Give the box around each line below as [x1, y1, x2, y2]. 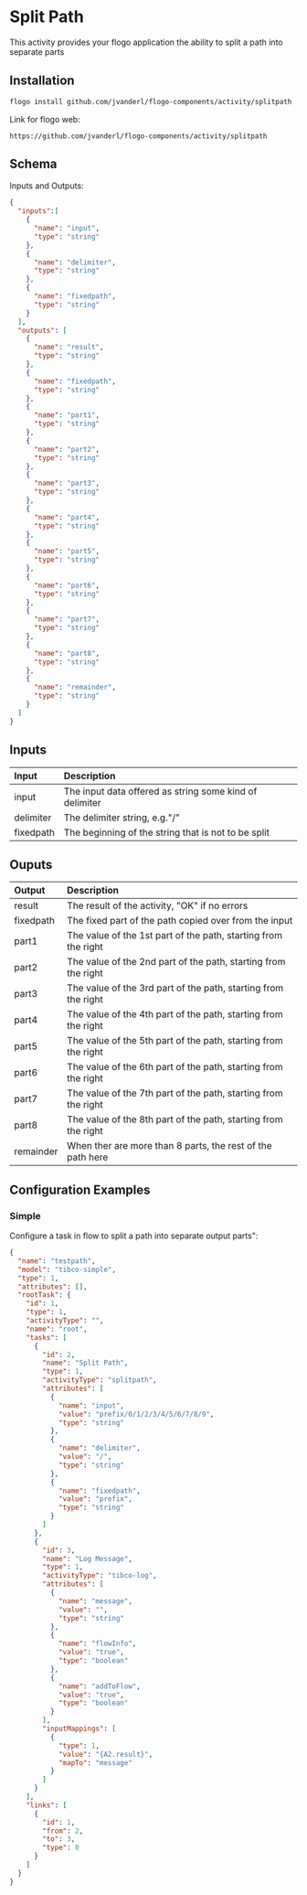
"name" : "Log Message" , [42, 1554, 132, 1563]
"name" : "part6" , [33, 581, 101, 590]
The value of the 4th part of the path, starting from [67, 1008, 283, 1021]
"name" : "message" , [58, 1596, 132, 1606]
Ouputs [9, 857, 53, 873]
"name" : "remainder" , [33, 683, 117, 692]
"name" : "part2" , [33, 444, 101, 454]
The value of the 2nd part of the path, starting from [67, 956, 286, 969]
